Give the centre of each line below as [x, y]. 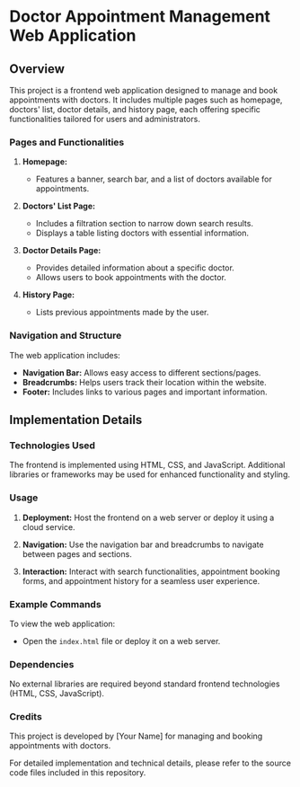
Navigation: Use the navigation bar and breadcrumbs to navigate [143, 544]
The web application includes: [65, 355]
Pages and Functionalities [67, 142]
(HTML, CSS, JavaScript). [57, 694]
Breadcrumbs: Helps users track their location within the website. [144, 382]
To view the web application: [62, 623]
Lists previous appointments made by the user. [122, 313]
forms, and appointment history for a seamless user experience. [141, 580]
